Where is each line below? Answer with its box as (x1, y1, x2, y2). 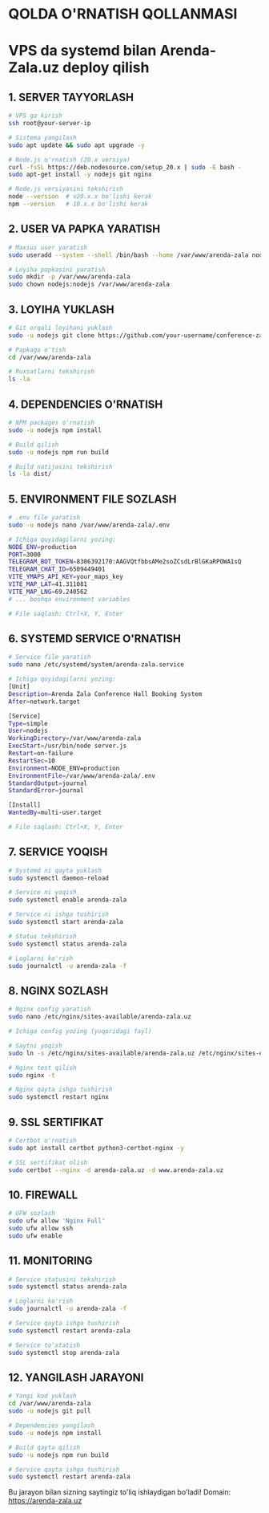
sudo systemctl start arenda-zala (8, 918, 124, 926)
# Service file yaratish (8, 653, 91, 661)
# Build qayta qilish (8, 1443, 81, 1451)
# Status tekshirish (8, 932, 78, 940)
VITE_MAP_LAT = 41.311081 (8, 580, 88, 588)
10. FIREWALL (8, 1188, 78, 1202)
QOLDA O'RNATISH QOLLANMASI (8, 5, 238, 23)
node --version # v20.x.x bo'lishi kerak (8, 193, 152, 201)
